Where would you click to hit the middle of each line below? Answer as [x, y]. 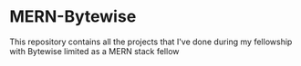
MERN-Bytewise [73, 17]
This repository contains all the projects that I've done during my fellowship [151, 42]
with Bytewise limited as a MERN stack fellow [94, 51]
